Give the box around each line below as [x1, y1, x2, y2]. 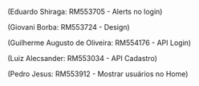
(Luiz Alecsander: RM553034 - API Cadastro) [7, 54, 157, 63]
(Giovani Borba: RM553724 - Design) [7, 23, 130, 31]
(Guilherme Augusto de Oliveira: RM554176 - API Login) [7, 38, 192, 47]
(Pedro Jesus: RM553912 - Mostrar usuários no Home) [7, 69, 189, 79]
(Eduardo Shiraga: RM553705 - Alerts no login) [7, 7, 163, 16]
